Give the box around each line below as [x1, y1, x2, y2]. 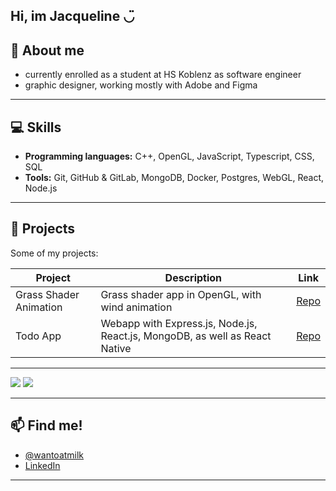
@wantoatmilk [24, 449, 85, 461]
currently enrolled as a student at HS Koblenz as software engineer [24, 69, 302, 81]
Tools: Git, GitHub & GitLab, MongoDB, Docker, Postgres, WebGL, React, [24, 172, 325, 184]
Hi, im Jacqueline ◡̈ [10, 8, 135, 25]
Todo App [15, 329, 62, 343]
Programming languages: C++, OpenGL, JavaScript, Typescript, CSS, [24, 150, 315, 163]
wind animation [100, 300, 173, 314]
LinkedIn [24, 459, 61, 471]
